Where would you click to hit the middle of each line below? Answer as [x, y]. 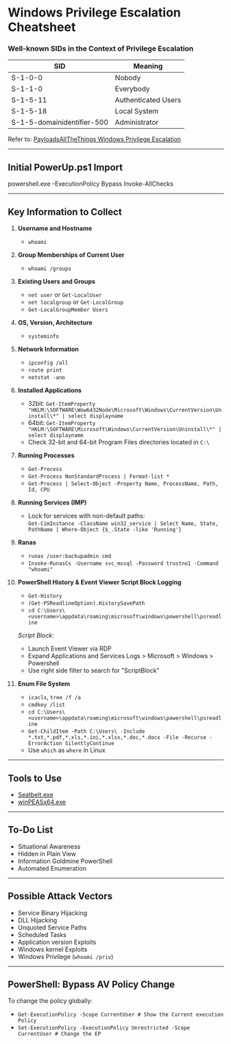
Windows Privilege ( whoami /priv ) [65, 956]
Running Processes [46, 456]
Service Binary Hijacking [52, 912]
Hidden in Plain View [47, 853]
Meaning [148, 66]
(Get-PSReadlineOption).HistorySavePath [86, 604]
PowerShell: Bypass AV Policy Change [92, 984]
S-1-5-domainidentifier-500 [60, 123]
